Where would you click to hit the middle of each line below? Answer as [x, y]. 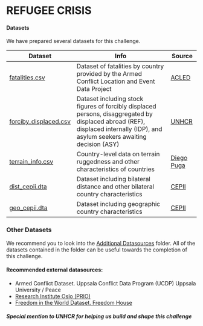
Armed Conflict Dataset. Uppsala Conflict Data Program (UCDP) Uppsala [105, 283]
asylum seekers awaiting [111, 137]
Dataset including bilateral [114, 179]
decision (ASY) [98, 144]
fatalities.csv [27, 78]
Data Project [94, 89]
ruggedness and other [108, 162]
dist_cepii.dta [28, 187]
